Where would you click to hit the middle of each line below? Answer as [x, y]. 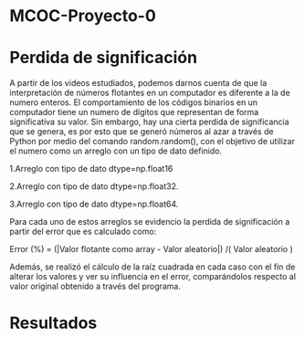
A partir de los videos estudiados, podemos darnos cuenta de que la [138, 83]
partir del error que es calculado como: [83, 232]
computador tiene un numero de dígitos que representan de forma [134, 112]
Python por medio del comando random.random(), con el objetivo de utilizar [152, 142]
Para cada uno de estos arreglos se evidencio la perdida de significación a [150, 222]
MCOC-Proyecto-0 [83, 16]
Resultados [53, 323]
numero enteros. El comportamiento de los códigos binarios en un [134, 102]
